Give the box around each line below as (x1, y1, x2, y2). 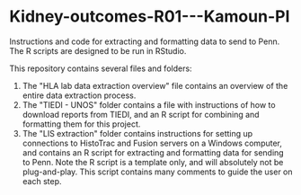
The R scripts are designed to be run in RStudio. (9, 45, 187, 56)
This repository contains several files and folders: (9, 63, 192, 74)
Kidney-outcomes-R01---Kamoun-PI (9, 6, 290, 27)
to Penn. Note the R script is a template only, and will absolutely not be (22, 156, 284, 167)
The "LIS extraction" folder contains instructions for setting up (22, 128, 253, 138)
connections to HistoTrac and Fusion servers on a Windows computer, (22, 137, 283, 148)
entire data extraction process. (22, 90, 137, 101)
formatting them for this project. (22, 119, 141, 129)
